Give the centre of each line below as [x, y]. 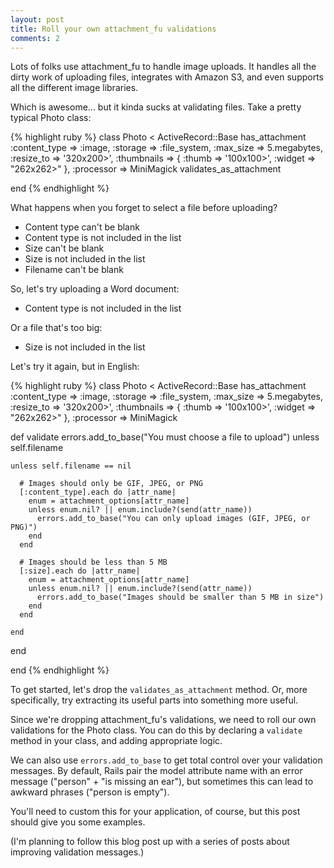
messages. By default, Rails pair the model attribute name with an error [156, 771]
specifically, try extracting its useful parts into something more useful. [154, 700]
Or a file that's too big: [56, 328]
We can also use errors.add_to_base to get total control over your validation [166, 760]
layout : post [37, 19]
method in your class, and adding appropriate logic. [116, 741]
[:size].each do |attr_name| [80, 571]
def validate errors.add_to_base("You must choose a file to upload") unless [165, 437]
